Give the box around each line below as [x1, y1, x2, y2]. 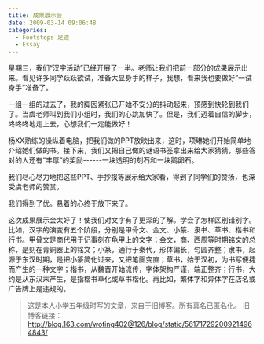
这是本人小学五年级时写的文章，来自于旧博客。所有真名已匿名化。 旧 [27, 301, 250, 310]
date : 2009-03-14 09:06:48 [8, 19, 97, 27]
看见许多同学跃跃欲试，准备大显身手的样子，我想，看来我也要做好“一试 [21, 73, 253, 82]
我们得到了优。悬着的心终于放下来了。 [8, 199, 132, 208]
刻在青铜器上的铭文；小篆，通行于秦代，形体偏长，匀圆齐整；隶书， [28, 245, 249, 254]
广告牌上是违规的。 [8, 284, 71, 294]
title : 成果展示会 [8, 11, 63, 20]
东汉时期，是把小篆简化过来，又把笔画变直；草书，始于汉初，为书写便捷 [21, 254, 256, 264]
